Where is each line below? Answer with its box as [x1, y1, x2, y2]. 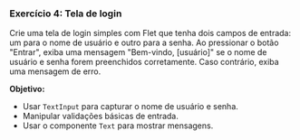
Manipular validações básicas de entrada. [22, 111, 179, 122]
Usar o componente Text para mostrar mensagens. [22, 120, 214, 131]
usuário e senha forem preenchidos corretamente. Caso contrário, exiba [9, 57, 279, 68]
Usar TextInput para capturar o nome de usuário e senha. [22, 101, 238, 112]
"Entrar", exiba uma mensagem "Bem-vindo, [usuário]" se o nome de [9, 47, 267, 58]
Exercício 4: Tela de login [9, 7, 122, 20]
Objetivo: [9, 84, 45, 95]
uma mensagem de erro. [9, 66, 102, 77]
